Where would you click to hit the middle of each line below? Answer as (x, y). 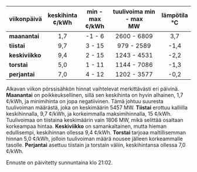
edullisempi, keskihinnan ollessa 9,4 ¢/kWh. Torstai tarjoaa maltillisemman (96, 132)
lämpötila (175, 15)
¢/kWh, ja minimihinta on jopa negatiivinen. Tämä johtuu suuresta (85, 101)
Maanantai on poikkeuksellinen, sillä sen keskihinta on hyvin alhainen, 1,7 (95, 95)
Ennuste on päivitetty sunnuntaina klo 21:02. (60, 163)
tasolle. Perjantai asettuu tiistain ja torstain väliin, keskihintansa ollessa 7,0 (96, 145)
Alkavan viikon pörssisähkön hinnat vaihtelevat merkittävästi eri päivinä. (93, 89)
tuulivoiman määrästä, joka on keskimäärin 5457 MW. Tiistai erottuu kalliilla (97, 107)
